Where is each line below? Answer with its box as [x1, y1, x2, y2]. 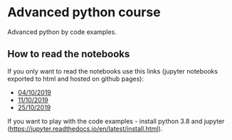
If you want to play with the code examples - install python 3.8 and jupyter [7, 117, 225, 125]
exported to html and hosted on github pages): [7, 74, 144, 83]
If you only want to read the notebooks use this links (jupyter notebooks [7, 66, 218, 75]
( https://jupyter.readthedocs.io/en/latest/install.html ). [7, 124, 163, 133]
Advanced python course [7, 4, 162, 21]
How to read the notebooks [7, 48, 130, 60]
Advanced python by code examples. [7, 28, 117, 36]
